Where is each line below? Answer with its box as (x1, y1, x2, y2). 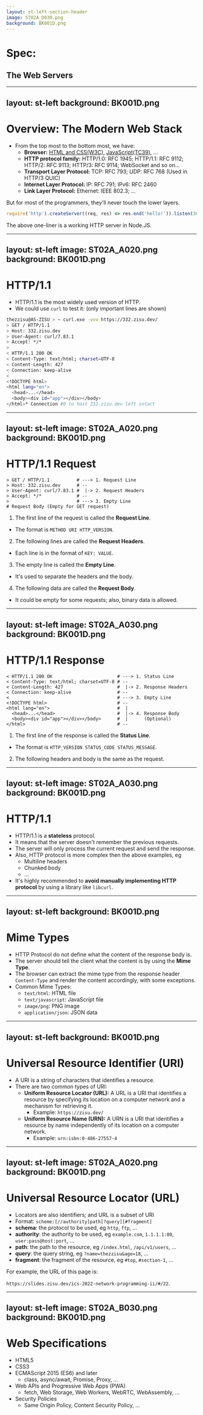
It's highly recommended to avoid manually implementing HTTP (14, 877, 177, 884)
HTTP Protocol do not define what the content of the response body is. (14, 951, 192, 958)
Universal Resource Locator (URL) (6, 1191, 180, 1205)
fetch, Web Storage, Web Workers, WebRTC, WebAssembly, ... (24, 1389, 180, 1396)
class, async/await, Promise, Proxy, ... (24, 1376, 118, 1384)
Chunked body (24, 864, 62, 871)
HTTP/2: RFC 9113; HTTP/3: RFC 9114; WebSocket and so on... (24, 161, 180, 168)
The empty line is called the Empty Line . (14, 561, 116, 569)
